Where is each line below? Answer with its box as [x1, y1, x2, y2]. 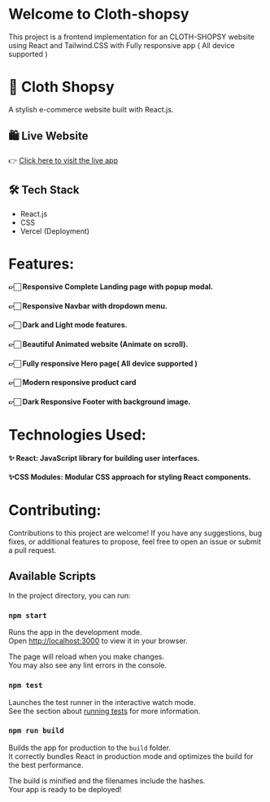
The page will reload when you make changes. [8, 652, 165, 662]
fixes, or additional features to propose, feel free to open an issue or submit [8, 537, 262, 546]
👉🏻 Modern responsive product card [8, 378, 137, 388]
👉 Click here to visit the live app [8, 156, 119, 165]
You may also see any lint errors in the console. [8, 660, 167, 670]
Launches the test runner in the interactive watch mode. [8, 697, 197, 707]
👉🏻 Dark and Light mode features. [8, 320, 128, 330]
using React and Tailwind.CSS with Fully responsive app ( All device [8, 40, 235, 50]
